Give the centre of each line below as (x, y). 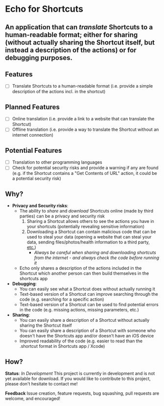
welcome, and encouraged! (33, 398)
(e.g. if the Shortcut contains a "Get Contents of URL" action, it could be (85, 173)
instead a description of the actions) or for (71, 50)
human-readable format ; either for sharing (71, 35)
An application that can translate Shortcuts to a (79, 27)
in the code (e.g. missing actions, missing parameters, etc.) (79, 310)
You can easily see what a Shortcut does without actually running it (87, 289)
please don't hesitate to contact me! (41, 383)
